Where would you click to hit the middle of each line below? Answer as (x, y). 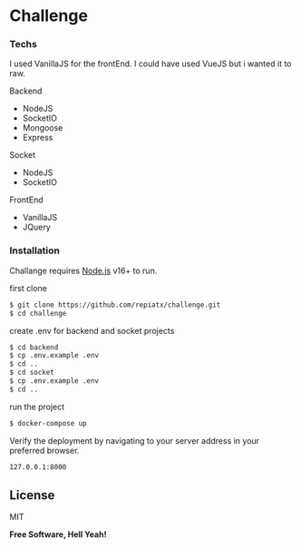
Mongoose (43, 128)
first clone (28, 288)
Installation (35, 250)
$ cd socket (32, 373)
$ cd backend (34, 347)
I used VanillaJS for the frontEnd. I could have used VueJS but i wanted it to (150, 64)
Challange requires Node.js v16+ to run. (83, 270)
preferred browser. (44, 450)
